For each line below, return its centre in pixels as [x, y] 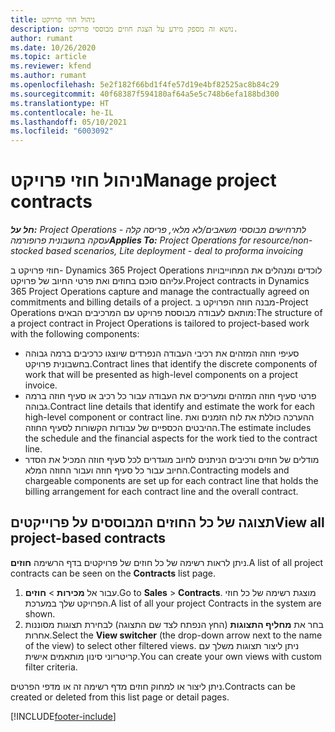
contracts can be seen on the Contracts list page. [113, 573]
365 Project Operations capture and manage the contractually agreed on [160, 292]
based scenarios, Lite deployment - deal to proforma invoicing [174, 251]
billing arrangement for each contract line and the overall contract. [161, 492]
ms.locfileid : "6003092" [62, 131]
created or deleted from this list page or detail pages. [120, 697]
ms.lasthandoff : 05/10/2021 [69, 122]
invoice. [41, 385]
